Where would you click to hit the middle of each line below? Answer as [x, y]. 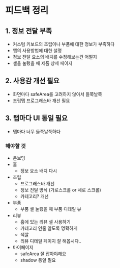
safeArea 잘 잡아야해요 [43, 254]
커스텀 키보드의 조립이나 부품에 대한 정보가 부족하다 [64, 44]
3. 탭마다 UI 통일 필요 [36, 118]
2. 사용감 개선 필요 [32, 81]
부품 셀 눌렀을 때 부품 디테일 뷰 [51, 209]
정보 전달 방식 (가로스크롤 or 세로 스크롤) [61, 190]
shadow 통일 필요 [38, 260]
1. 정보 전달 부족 [29, 31]
